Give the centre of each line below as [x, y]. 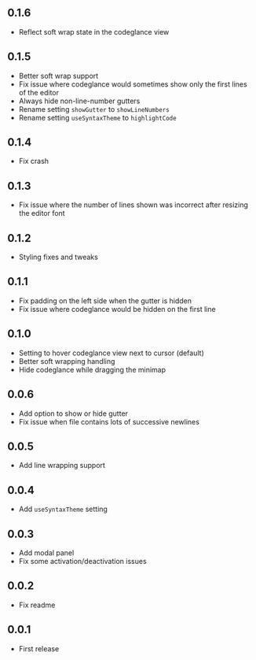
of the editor [39, 92]
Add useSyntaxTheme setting [63, 509]
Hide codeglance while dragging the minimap [92, 369]
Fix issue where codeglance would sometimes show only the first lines [133, 84]
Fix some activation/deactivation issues [82, 561]
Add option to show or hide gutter [73, 413]
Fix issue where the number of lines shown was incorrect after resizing [133, 205]
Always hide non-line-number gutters [79, 101]
